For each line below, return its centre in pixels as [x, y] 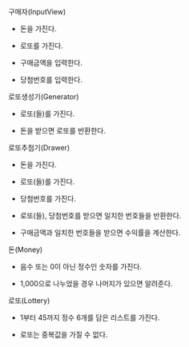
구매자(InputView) [37, 12]
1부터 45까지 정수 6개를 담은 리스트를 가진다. [90, 317]
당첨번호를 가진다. [48, 199]
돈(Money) [26, 249]
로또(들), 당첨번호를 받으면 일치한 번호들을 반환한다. [101, 215]
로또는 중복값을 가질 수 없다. [64, 335]
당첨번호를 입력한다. [51, 80]
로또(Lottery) [29, 301]
